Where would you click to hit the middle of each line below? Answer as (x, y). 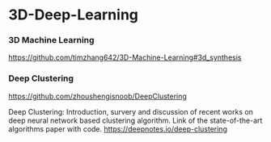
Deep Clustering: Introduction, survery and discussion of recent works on (131, 111)
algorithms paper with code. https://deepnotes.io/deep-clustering (118, 129)
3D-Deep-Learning (74, 15)
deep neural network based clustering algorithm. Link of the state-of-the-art (135, 120)
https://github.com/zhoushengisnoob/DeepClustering (98, 96)
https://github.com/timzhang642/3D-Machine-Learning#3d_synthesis (125, 57)
